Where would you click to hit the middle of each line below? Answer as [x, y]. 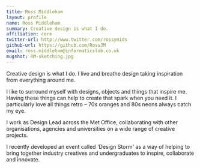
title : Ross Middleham [35, 12]
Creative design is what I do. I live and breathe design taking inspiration [95, 73]
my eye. [16, 110]
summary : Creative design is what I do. [58, 28]
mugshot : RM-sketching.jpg [40, 56]
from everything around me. [41, 80]
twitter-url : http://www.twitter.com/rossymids [67, 40]
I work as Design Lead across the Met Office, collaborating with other [92, 122]
